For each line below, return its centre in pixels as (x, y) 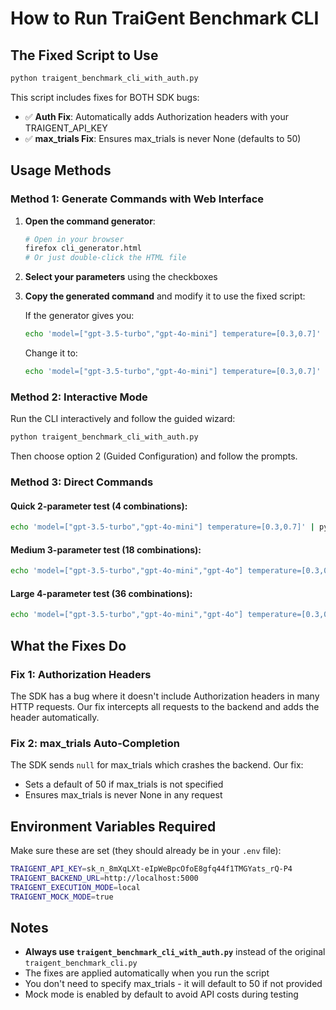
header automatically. (55, 717)
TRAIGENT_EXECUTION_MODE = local (75, 887)
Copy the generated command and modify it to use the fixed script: (165, 296)
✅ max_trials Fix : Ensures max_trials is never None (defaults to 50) (163, 138)
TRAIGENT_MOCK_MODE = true (62, 897)
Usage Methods (61, 170)
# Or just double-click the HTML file (105, 258)
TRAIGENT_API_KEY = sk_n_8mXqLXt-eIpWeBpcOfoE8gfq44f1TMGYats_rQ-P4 (151, 869)
